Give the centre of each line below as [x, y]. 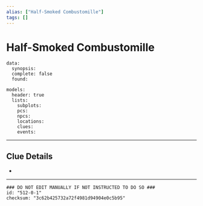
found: [20, 79]
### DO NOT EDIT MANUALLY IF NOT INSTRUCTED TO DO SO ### [81, 188]
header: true [28, 95]
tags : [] [17, 18]
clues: [25, 127]
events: [27, 132]
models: [16, 90]
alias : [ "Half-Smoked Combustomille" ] [55, 12]
